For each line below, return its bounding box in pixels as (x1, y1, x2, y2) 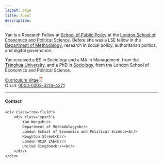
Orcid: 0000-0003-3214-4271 (5, 83, 65, 89)
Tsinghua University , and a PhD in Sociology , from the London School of (5, 62, 149, 68)
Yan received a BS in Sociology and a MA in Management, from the (5, 57, 139, 63)
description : (5, 18, 32, 23)
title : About (5, 13, 32, 18)
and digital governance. (5, 48, 52, 54)
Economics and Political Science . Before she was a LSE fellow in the (5, 37, 142, 43)
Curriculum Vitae (5, 77, 39, 83)
